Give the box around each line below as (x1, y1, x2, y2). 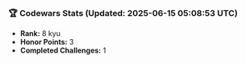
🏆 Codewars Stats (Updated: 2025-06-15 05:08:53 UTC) (8, 7, 238, 18)
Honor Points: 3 (19, 37, 74, 47)
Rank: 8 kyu (19, 29, 60, 38)
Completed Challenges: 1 (19, 45, 106, 55)
